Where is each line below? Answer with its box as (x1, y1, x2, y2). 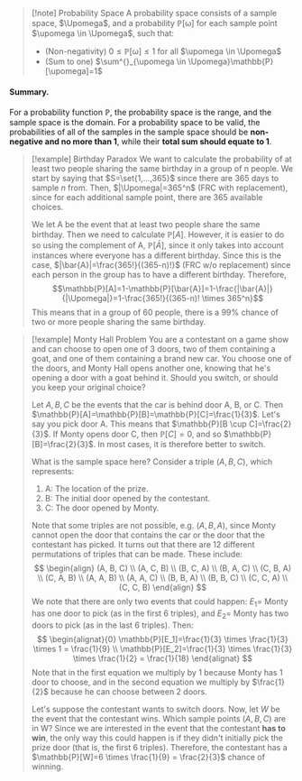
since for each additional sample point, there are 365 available (31, 192, 263, 203)
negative (9, 136, 43, 147)
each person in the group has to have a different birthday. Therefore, (31, 270, 287, 280)
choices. (31, 202, 64, 213)
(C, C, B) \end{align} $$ (118, 582, 207, 593)
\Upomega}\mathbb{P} (188, 56, 274, 67)
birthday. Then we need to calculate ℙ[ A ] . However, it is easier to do (31, 229, 285, 240)
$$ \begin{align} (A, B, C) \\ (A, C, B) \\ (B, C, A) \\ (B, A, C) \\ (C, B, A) (33, 563, 292, 574)
